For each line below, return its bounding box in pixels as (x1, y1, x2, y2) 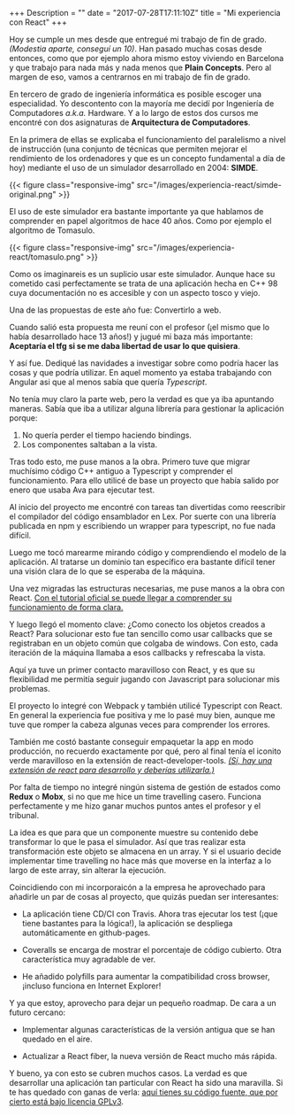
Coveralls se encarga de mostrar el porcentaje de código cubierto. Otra (21, 945, 283, 955)
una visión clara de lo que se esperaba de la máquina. (9, 566, 206, 577)
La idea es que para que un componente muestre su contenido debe (9, 827, 259, 838)
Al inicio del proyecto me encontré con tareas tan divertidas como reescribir (9, 502, 286, 512)
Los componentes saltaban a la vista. (21, 439, 158, 450)
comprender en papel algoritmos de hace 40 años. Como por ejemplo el (9, 216, 272, 226)
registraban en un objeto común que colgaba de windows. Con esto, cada (9, 638, 278, 648)
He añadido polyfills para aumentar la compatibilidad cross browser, (21, 972, 270, 981)
